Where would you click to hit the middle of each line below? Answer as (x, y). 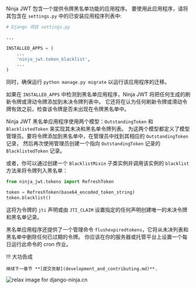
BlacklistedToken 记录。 (36, 151)
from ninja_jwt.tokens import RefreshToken (60, 182)
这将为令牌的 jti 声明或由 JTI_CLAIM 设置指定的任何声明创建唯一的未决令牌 (97, 209)
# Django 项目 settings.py (38, 27)
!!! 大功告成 (20, 256)
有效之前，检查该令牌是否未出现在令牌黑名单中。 (70, 109)
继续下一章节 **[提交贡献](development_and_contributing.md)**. (82, 268)
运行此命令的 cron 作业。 (41, 244)
